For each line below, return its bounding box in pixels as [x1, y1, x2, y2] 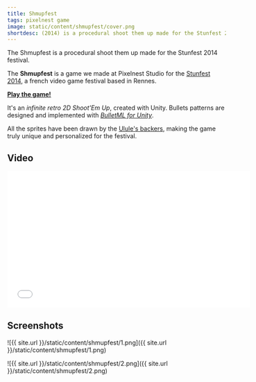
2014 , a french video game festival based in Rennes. [7, 77, 157, 85]
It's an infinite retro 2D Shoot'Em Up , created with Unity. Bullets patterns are [7, 103, 225, 112]
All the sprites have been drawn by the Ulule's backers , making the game [7, 124, 216, 133]
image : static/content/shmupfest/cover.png [7, 23, 135, 30]
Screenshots [7, 320, 64, 332]
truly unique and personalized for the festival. [7, 132, 137, 140]
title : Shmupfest [7, 10, 58, 17]
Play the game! [7, 90, 51, 99]
